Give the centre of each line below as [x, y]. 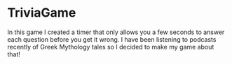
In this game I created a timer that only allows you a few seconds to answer [116, 32]
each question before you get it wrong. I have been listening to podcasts [112, 39]
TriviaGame [42, 13]
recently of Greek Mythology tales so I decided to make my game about [111, 47]
